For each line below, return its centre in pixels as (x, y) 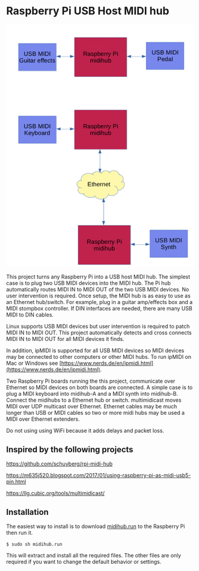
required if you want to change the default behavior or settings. (84, 562)
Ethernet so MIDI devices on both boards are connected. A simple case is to (99, 387)
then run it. (19, 533)
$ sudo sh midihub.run (34, 544)
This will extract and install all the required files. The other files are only (94, 556)
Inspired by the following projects (70, 449)
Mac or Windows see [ (34, 363)
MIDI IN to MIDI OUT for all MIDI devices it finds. (65, 339)
